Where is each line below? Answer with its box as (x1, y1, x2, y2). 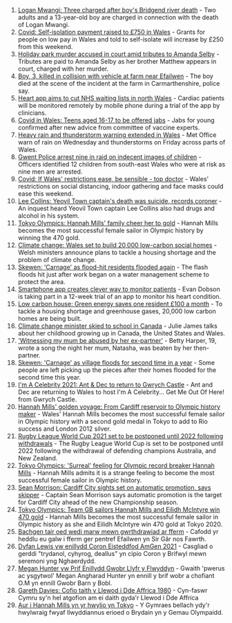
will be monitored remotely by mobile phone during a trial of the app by (17, 102, 220, 109)
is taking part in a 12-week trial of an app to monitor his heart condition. (17, 292, 222, 300)
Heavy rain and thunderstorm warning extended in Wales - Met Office (17, 131, 217, 139)
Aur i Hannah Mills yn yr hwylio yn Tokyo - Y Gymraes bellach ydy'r (17, 601, 210, 609)
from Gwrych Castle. (17, 396, 77, 403)
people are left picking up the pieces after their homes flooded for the (17, 366, 217, 374)
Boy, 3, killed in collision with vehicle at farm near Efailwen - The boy (17, 72, 213, 80)
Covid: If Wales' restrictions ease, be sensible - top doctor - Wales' (17, 175, 209, 183)
